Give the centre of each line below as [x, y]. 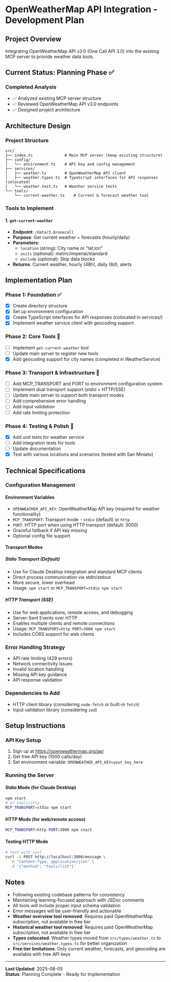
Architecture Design [38, 126]
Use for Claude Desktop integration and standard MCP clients [77, 572]
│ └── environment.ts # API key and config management [70, 164]
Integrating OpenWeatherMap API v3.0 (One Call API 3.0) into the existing [82, 51]
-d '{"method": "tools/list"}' [43, 866]
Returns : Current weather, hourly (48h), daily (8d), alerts [72, 264]
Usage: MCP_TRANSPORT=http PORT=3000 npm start [64, 629]
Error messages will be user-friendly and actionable [67, 911]
